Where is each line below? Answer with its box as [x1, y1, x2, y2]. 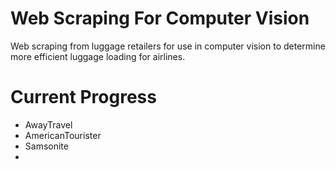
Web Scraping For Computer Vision [10, 7, 310, 30]
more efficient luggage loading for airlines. [10, 50, 186, 62]
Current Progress [10, 86, 157, 109]
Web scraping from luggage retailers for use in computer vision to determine [10, 40, 326, 52]
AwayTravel [24, 118, 73, 131]
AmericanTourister [24, 129, 102, 141]
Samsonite [24, 140, 69, 152]
